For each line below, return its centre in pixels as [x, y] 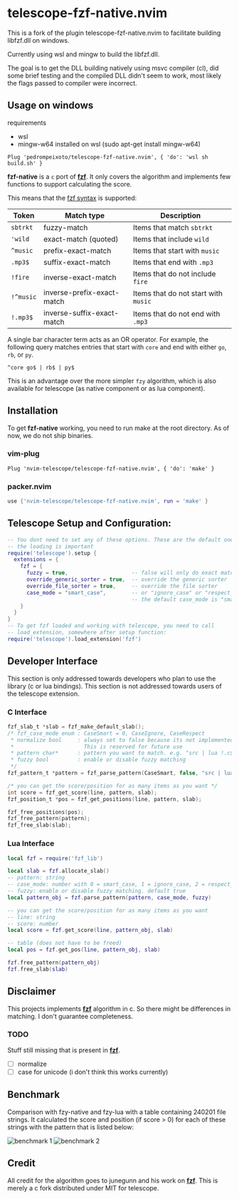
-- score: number [33, 923]
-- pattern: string [36, 878]
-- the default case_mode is [175, 599]
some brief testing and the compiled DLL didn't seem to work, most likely [115, 75]
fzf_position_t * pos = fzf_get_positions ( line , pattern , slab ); [105, 799]
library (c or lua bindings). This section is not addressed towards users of [115, 686]
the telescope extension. [43, 693]
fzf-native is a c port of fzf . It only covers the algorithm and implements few [119, 177]
